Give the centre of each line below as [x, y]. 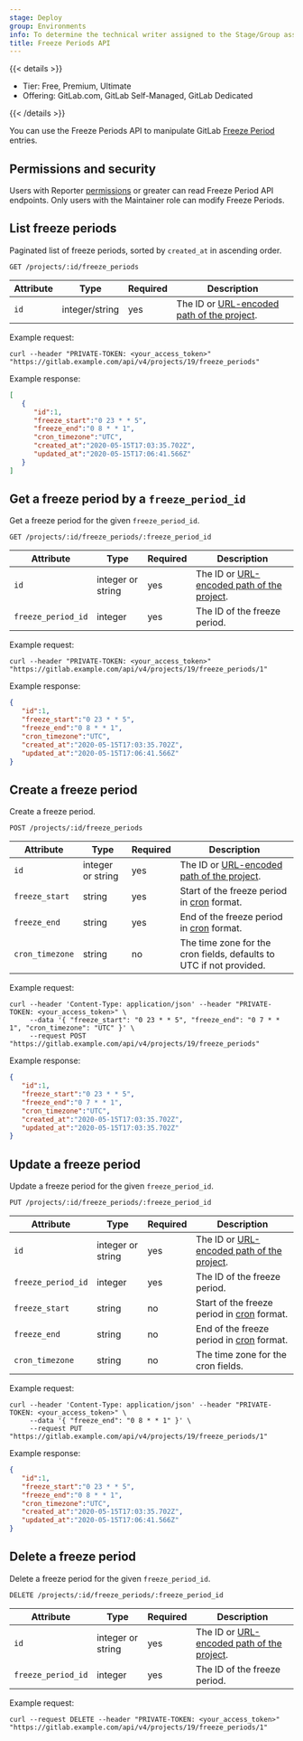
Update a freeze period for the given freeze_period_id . [112, 1186]
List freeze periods [63, 228]
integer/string [91, 309]
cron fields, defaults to [227, 955]
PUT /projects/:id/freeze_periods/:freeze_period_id [110, 1203]
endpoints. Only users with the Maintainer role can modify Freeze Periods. [147, 201]
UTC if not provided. [223, 965]
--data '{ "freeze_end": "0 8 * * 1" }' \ [110, 1421]
